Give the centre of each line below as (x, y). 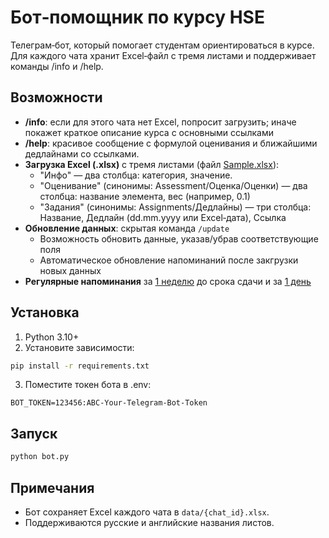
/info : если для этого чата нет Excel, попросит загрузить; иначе (160, 122)
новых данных (70, 270)
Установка (45, 312)
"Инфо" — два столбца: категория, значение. (136, 175)
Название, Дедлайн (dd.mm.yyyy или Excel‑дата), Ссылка (163, 217)
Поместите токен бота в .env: (88, 385)
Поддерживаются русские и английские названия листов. (149, 522)
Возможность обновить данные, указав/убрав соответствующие (179, 238)
